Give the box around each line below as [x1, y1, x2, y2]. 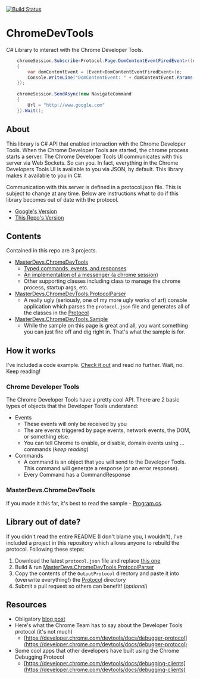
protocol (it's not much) [14, 628, 73, 635]
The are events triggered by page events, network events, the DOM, [23, 427, 191, 434]
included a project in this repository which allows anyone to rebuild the [6, 539, 180, 546]
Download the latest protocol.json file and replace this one [14, 557, 161, 564]
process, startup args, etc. [23, 284, 89, 291]
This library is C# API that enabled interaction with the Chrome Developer [6, 140, 186, 147]
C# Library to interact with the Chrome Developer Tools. [6, 46, 143, 53]
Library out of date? [6, 517, 81, 527]
